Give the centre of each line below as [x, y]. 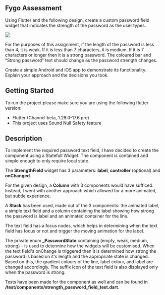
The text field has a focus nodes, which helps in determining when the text [81, 226]
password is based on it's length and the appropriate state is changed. [77, 257]
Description [24, 139]
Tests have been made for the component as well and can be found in [76, 282]
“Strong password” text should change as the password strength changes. [81, 60]
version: [13, 108]
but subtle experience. [28, 196]
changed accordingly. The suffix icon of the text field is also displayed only [82, 267]
